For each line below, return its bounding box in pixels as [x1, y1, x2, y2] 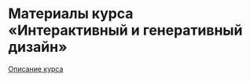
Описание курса [8, 64, 64, 73]
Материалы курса [8, 5, 134, 23]
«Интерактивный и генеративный [8, 21, 243, 39]
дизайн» [8, 39, 68, 56]
